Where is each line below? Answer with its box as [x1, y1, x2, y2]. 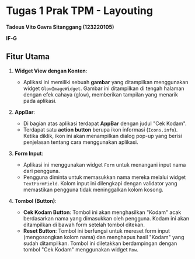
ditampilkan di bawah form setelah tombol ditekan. [23, 221, 145, 228]
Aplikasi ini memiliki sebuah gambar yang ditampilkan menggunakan [23, 78, 189, 85]
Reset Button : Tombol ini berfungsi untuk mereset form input [23, 227, 170, 234]
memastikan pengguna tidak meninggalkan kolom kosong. [23, 186, 163, 193]
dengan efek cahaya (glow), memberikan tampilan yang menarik [23, 91, 178, 98]
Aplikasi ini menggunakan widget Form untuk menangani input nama [23, 161, 186, 168]
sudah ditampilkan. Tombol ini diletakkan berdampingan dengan [23, 240, 177, 247]
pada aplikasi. [23, 97, 57, 104]
